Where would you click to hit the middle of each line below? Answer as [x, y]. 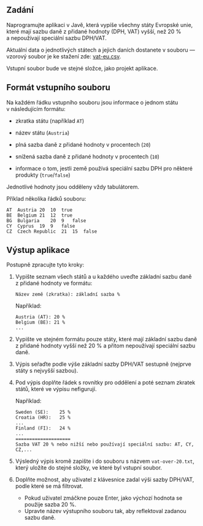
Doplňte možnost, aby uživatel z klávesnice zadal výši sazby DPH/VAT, [105, 480]
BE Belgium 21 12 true [39, 215]
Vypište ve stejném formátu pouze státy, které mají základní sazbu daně [106, 339]
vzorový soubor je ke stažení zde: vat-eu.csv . [64, 56]
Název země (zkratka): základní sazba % [67, 295]
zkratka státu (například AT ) [50, 121]
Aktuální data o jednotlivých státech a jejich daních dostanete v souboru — [101, 50]
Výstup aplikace [38, 250]
